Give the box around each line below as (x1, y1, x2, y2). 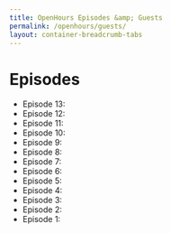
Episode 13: (22, 98, 66, 109)
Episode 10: (22, 127, 66, 138)
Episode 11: (22, 118, 65, 129)
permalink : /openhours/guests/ (9, 22, 127, 31)
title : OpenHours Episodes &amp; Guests (9, 13, 164, 23)
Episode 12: (22, 108, 66, 119)
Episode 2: (22, 204, 63, 215)
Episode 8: (22, 146, 63, 158)
